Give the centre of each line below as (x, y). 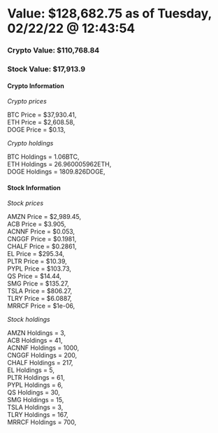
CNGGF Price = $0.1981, (42, 239)
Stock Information (34, 187)
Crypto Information (36, 85)
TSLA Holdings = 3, (35, 407)
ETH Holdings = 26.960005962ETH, (59, 164)
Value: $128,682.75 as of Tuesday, (109, 14)
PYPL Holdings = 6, (35, 385)
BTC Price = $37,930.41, (42, 115)
